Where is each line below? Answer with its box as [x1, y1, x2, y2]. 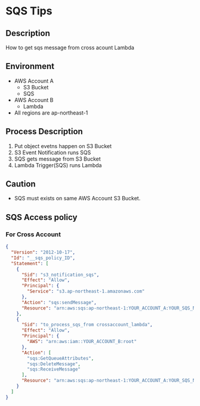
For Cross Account [5, 230, 61, 238]
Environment [5, 61, 55, 71]
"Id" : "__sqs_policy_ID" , [11, 255, 76, 261]
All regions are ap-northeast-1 [14, 109, 88, 116]
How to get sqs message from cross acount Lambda [5, 44, 135, 51]
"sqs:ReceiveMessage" [27, 366, 81, 372]
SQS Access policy [5, 212, 78, 222]
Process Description [5, 127, 83, 137]
